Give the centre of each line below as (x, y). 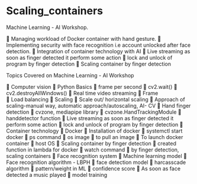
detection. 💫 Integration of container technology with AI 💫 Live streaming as (98, 51)
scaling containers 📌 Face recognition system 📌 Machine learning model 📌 (97, 156)
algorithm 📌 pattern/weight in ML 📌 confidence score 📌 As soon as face (93, 168)
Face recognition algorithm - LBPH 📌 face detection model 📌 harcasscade (96, 162)
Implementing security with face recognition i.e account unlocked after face (98, 45)
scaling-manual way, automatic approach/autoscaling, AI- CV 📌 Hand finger (98, 105)
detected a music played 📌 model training (57, 175)
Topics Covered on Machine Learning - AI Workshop (70, 75)
